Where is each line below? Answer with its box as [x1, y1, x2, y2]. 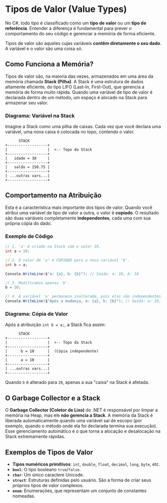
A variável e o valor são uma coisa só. [5, 45, 83, 51]
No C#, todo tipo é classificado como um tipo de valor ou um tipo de [5, 20, 147, 26]
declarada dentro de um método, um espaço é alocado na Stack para [5, 94, 148, 100]
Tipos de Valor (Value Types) [5, 3, 127, 15]
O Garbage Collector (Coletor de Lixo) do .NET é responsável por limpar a [5, 407, 158, 413]
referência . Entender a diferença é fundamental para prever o [5, 25, 132, 31]
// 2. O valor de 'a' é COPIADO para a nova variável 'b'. [5, 258, 130, 263]
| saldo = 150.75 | [5, 165, 50, 170]
